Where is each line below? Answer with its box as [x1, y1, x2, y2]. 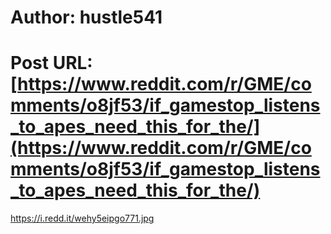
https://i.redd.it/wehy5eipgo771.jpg [10, 212, 155, 225]
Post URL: [10, 52, 93, 75]
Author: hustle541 [10, 6, 163, 29]
